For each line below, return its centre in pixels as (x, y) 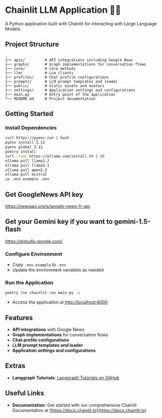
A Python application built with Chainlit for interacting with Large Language (81, 24)
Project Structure (32, 45)
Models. (13, 29)
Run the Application (29, 283)
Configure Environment (34, 254)
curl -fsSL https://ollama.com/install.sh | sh (55, 156)
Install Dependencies (31, 128)
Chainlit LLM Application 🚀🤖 (63, 10)
